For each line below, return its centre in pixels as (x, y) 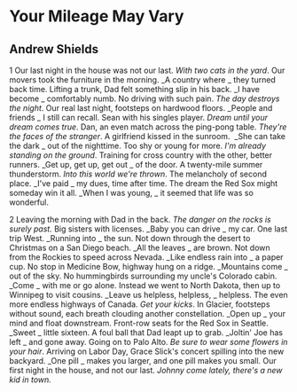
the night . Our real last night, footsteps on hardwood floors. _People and (141, 108)
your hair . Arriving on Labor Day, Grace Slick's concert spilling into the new (147, 351)
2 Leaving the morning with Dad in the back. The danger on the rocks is (141, 220)
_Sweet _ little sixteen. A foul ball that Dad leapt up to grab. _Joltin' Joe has (146, 333)
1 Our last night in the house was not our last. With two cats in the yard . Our (147, 70)
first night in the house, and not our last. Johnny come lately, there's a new (146, 370)
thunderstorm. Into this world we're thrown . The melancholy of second (138, 174)
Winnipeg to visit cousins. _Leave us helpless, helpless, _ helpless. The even (148, 295)
